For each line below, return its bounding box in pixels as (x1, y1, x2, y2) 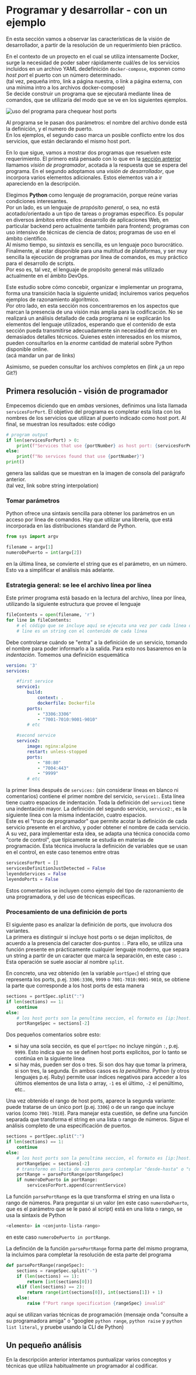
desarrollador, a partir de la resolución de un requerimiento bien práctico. (6, 42, 182, 49)
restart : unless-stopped (27, 749, 87, 754)
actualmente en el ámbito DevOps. (6, 272, 89, 279)
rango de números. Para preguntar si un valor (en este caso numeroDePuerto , (6, 1200, 189, 1207)
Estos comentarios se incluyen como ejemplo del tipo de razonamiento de (6, 887, 184, 894)
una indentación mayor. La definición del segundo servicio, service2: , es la (6, 805, 187, 812)
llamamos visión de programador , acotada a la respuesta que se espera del (6, 161, 188, 168)
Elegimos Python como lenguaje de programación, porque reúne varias (6, 191, 178, 198)
